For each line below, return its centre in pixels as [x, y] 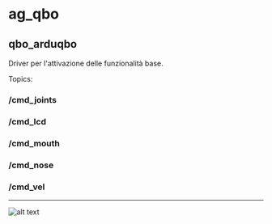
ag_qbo [34, 14]
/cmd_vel [27, 187]
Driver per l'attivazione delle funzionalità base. [86, 63]
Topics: [21, 79]
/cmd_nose [31, 165]
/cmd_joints [32, 99]
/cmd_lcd [28, 121]
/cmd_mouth [34, 143]
